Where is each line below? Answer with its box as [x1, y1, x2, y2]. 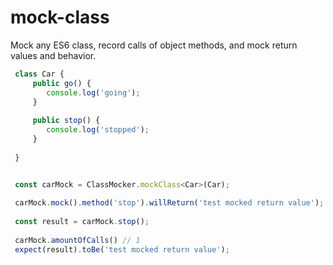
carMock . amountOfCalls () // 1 [14, 235, 141, 245]
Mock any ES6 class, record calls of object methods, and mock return [10, 39, 298, 51]
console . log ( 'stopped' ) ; [46, 125, 150, 135]
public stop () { [32, 116, 101, 126]
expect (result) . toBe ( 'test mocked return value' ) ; [14, 244, 230, 255]
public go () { [32, 78, 92, 88]
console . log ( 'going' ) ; [46, 87, 141, 98]
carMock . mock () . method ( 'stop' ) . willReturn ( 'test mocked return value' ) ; [14, 198, 325, 208]
